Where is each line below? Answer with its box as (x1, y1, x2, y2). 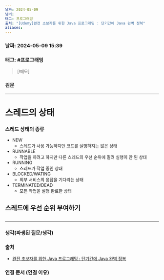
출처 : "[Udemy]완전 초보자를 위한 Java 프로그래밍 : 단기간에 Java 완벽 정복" (5, 20, 145, 26)
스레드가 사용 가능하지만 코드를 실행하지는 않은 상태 (19, 143, 118, 149)
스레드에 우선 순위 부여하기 (5, 203, 81, 212)
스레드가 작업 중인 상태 (19, 165, 63, 171)
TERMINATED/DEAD (12, 182, 53, 188)
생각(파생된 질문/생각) (5, 229, 54, 236)
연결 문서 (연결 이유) (5, 269, 50, 276)
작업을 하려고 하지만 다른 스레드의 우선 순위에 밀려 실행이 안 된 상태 (19, 154, 147, 160)
